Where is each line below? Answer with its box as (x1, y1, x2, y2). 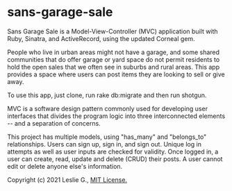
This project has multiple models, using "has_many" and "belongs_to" (7, 133, 207, 141)
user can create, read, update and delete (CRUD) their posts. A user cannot (7, 154, 223, 163)
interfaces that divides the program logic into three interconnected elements (7, 112, 226, 120)
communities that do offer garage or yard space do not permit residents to (7, 55, 220, 63)
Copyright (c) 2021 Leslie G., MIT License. (7, 175, 127, 184)
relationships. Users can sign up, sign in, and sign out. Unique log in (7, 140, 201, 148)
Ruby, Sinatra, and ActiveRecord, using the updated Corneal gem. (7, 34, 196, 42)
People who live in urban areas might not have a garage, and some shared (7, 48, 220, 56)
